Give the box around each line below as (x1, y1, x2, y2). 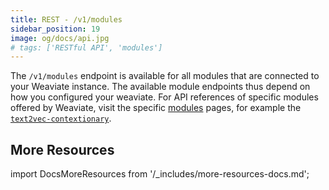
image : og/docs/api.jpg (10, 33, 110, 43)
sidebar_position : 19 (10, 24, 101, 34)
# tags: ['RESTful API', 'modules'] (10, 42, 163, 53)
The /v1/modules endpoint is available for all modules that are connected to (10, 70, 320, 82)
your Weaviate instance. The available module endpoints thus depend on (10, 81, 311, 93)
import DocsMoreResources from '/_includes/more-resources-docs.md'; (10, 168, 310, 180)
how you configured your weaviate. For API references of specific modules (10, 91, 319, 103)
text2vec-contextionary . (10, 112, 112, 125)
